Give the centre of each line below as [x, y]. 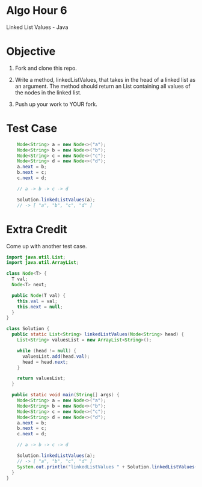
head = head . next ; [45, 362]
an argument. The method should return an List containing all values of [103, 86]
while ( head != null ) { [47, 351]
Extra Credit [37, 229]
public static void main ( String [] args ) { [66, 395]
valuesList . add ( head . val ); [56, 356]
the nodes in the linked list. [48, 92]
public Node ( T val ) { [39, 295]
